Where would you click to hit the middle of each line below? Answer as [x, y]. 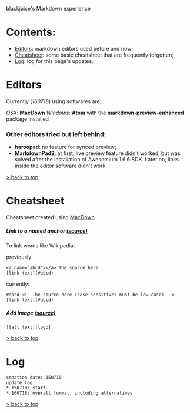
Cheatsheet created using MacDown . [51, 217]
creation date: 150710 [34, 377]
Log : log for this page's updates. [54, 61]
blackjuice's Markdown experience [49, 9]
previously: [20, 257]
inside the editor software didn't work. [61, 166]
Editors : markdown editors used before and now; [74, 48]
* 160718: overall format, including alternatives [69, 393]
